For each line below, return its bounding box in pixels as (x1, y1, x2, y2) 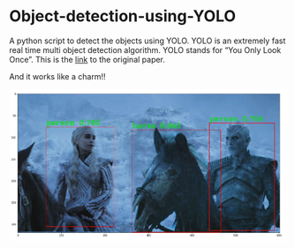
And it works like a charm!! (9, 71, 106, 81)
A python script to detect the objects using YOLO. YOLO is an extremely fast (9, 35, 286, 46)
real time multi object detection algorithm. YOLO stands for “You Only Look (9, 44, 282, 55)
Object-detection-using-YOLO (9, 6, 237, 26)
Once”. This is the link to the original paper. (9, 54, 166, 64)
